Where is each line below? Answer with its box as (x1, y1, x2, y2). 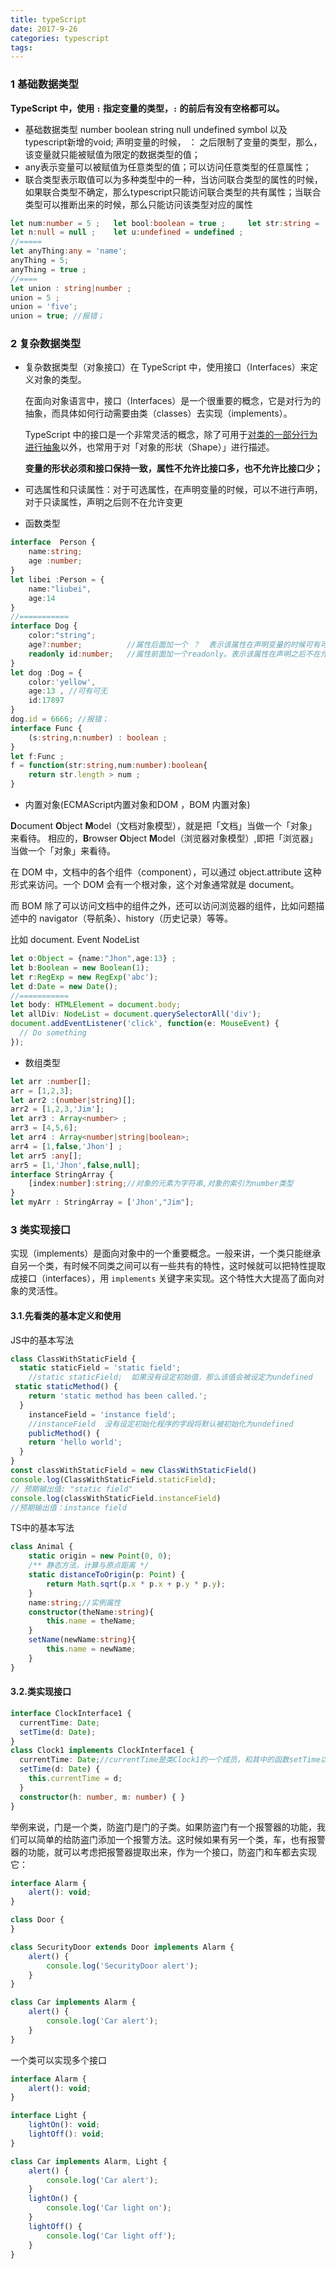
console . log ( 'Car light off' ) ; (46, 2231, 177, 2241)
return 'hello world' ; (28, 1437, 123, 1448)
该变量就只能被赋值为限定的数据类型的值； (24, 148, 201, 160)
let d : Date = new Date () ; (10, 981, 118, 991)
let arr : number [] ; (10, 1076, 92, 1086)
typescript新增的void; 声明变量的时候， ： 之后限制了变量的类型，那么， (24, 136, 323, 148)
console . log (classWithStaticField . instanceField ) (10, 1493, 222, 1503)
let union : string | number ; (10, 283, 132, 293)
